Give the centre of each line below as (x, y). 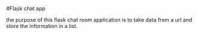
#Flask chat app (26, 8)
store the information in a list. (42, 26)
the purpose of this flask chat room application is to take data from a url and (99, 20)
